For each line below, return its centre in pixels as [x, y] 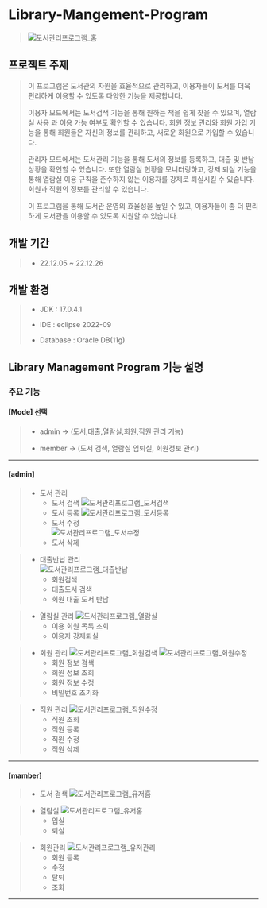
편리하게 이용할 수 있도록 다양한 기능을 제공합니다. [105, 95]
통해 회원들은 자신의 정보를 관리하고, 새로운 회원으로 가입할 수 [138, 132]
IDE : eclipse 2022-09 [75, 325]
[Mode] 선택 [28, 412]
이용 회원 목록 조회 [80, 626]
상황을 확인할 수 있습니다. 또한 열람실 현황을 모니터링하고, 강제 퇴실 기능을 [142, 169]
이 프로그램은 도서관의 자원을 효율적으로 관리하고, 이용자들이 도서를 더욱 [139, 86]
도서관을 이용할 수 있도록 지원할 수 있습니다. [110, 215]
